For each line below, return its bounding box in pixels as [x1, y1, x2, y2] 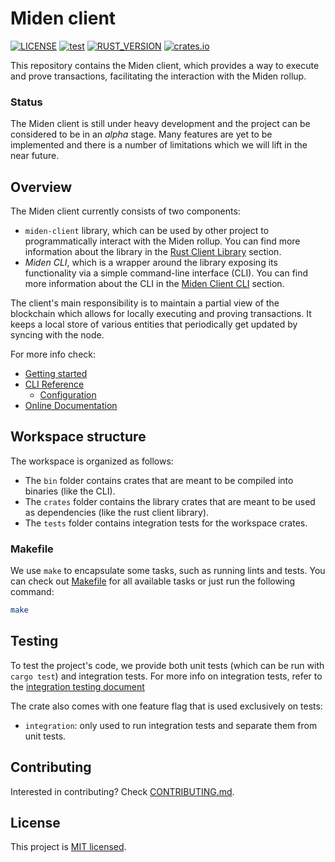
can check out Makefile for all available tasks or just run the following [10, 575, 296, 587]
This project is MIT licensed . [10, 841, 127, 853]
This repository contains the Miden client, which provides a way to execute [10, 59, 320, 71]
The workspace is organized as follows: [10, 455, 174, 467]
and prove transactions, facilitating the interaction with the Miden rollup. [10, 70, 307, 82]
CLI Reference [24, 378, 85, 391]
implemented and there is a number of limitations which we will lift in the [10, 139, 308, 151]
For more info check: [10, 348, 97, 361]
